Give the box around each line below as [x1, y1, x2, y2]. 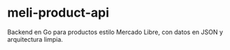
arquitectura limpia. [7, 35, 63, 43]
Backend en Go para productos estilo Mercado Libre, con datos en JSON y [7, 28, 223, 36]
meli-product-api [7, 5, 109, 21]
